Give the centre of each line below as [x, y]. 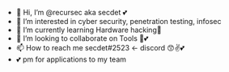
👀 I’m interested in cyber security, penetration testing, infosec [119, 21]
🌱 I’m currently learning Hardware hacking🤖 [89, 30]
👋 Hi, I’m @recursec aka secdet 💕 [72, 12]
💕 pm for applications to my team [71, 59]
